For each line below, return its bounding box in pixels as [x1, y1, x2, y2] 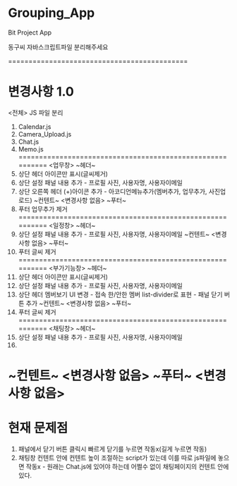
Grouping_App [8, 5, 95, 21]
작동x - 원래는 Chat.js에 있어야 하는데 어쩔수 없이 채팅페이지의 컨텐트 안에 [25, 463, 229, 471]
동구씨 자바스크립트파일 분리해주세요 [8, 42, 109, 51]
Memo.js [18, 144, 44, 153]
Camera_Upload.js [18, 130, 72, 138]
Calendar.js [18, 122, 51, 131]
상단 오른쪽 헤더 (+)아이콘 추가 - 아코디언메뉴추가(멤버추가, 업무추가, [18, 187, 207, 195]
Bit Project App [8, 28, 52, 37]
